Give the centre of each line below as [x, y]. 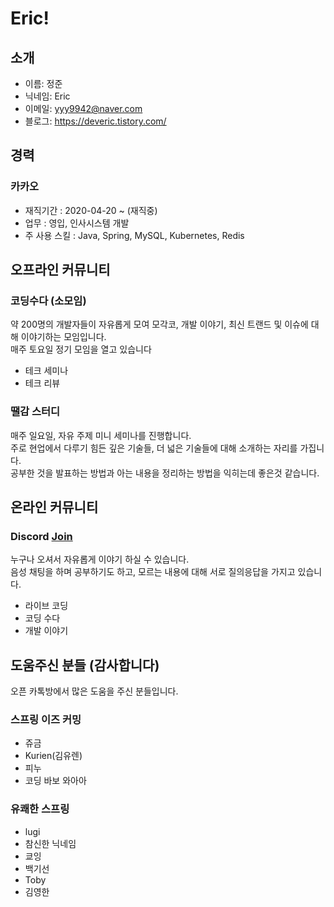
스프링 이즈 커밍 [46, 720]
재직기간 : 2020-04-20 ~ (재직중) [91, 210]
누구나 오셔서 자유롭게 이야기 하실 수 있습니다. [100, 559]
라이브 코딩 [46, 606]
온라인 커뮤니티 [54, 507]
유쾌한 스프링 [40, 809]
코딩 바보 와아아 [55, 781]
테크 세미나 [46, 371]
